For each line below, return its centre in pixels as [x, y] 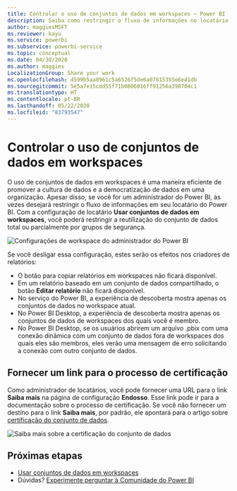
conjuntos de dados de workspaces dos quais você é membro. [109, 320]
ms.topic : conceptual [39, 54]
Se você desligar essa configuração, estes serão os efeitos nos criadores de [119, 254]
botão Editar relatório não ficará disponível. [81, 290]
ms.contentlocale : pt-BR [44, 100]
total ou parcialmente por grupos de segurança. [77, 227]
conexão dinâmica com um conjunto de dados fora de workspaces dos [121, 336]
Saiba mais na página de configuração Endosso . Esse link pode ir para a [113, 397]
